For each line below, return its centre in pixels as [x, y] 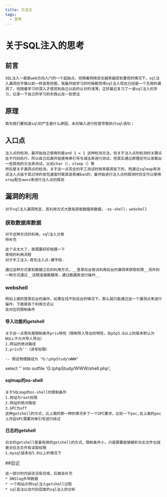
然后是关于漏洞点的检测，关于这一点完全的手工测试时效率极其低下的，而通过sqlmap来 [81, 169]
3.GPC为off [16, 408]
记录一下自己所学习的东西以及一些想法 [46, 94]
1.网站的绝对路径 [21, 344]
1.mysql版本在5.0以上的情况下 [33, 453]
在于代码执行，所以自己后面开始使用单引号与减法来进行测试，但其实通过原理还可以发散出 [83, 158]
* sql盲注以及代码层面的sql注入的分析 [40, 489]
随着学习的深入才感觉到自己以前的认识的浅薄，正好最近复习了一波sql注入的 [87, 89]
